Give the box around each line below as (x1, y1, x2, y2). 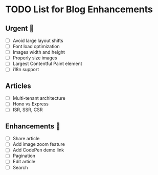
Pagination (12, 152, 36, 159)
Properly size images (12, 55, 57, 61)
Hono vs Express (12, 101, 49, 107)
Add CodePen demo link (12, 147, 64, 153)
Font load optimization (12, 43, 60, 50)
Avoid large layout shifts (12, 37, 63, 43)
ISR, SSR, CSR (12, 106, 43, 113)
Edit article (12, 159, 36, 165)
